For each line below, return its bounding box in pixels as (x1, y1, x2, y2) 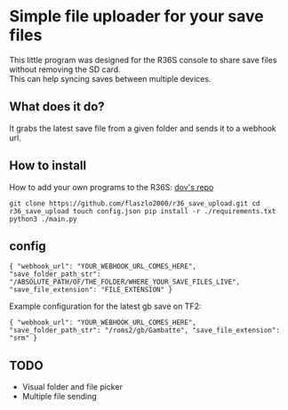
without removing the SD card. (9, 64, 122, 75)
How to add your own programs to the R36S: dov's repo (9, 181, 214, 192)
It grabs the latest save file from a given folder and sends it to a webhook (9, 123, 277, 133)
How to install (9, 158, 87, 173)
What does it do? (9, 100, 105, 115)
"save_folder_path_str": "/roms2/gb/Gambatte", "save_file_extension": (9, 326, 280, 335)
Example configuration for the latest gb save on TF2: (9, 301, 202, 312)
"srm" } (9, 334, 38, 343)
